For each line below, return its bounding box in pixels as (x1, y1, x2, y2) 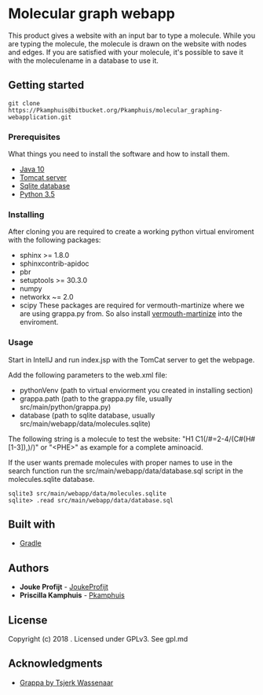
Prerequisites (8, 131, 60, 142)
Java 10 (19, 164, 45, 174)
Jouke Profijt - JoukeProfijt (19, 583, 108, 592)
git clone (8, 99, 41, 107)
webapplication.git (8, 113, 72, 121)
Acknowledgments (8, 657, 104, 671)
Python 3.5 (19, 189, 55, 199)
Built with (8, 518, 56, 531)
